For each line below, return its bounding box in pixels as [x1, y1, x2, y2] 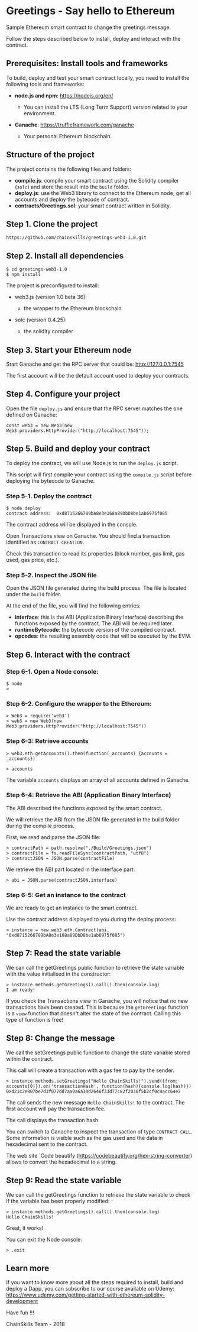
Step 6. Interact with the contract [6, 649, 130, 659]
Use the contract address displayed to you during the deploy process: [6, 916, 176, 923]
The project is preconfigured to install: [6, 282, 99, 289]
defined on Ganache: [6, 411, 57, 418]
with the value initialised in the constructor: [6, 970, 111, 977]
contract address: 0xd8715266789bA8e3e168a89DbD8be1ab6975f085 [6, 510, 168, 516]
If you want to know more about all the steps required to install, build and [6, 1279, 184, 1286]
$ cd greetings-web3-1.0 [6, 267, 67, 272]
